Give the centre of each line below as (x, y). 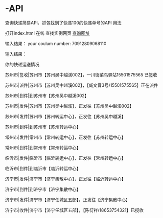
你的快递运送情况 (22, 64)
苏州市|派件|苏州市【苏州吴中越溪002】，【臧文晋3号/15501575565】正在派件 (81, 85)
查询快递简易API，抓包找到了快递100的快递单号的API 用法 (63, 23)
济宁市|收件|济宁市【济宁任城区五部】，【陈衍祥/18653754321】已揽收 (74, 210)
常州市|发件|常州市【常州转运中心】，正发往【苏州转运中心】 (66, 137)
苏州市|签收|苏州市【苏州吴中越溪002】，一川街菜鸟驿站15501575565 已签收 (81, 74)
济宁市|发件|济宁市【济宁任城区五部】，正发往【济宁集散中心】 (68, 199)
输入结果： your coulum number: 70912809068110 (56, 43)
